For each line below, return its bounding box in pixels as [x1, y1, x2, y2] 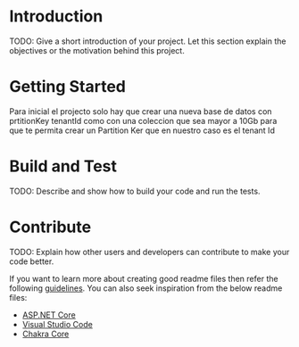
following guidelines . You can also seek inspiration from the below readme [9, 283, 283, 293]
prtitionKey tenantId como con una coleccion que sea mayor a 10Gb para [9, 115, 278, 126]
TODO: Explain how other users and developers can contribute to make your [9, 246, 290, 257]
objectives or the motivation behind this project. [9, 45, 185, 55]
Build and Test [9, 156, 118, 177]
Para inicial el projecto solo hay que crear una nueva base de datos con [9, 105, 272, 117]
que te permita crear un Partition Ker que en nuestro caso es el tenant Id [9, 125, 275, 136]
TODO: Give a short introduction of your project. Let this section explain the [9, 36, 287, 46]
